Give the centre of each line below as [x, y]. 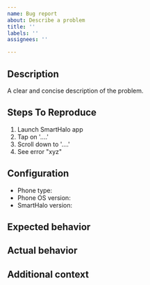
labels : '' [23, 33]
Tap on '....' [33, 137]
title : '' [22, 26]
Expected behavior [49, 227]
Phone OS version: [44, 198]
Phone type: [35, 190]
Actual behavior [42, 251]
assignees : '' [28, 40]
